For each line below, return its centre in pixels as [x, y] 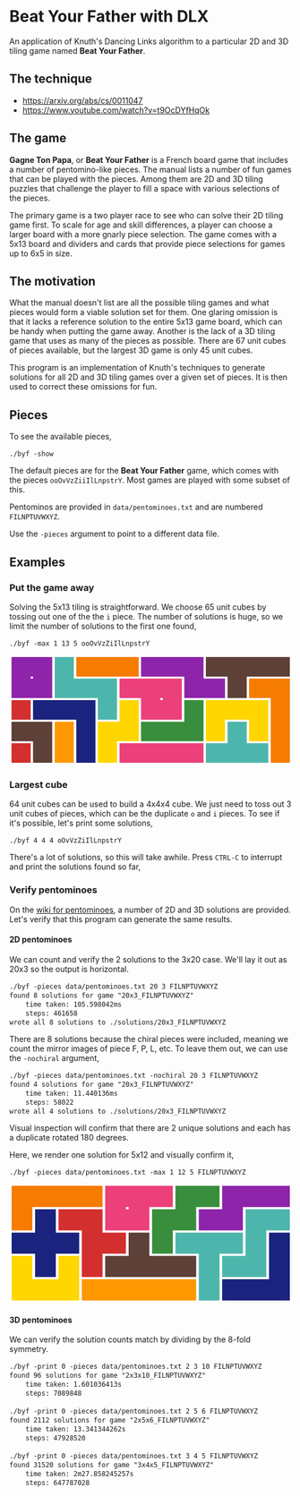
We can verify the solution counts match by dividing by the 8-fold [130, 1339]
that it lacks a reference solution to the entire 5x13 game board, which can [146, 322]
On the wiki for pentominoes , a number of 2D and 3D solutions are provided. [150, 910]
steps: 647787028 [58, 1483]
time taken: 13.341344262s [76, 1430]
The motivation [52, 281]
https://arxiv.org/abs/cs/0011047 [82, 100]
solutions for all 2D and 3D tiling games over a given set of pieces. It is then [149, 377]
